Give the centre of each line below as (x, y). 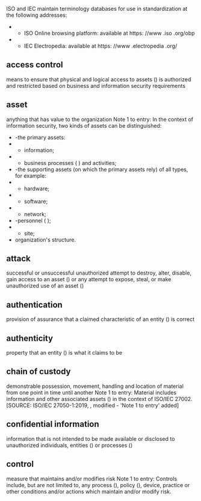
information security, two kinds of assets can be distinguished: (84, 125)
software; (36, 201)
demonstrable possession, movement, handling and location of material (95, 386)
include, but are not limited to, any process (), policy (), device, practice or (98, 485)
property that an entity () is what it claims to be (64, 353)
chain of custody (39, 372)
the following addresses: (37, 15)
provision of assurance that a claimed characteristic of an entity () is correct (100, 319)
